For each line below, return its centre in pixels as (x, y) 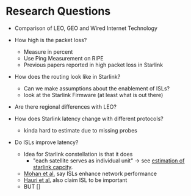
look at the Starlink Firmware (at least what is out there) (93, 95)
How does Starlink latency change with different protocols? (89, 118)
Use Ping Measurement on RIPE (64, 58)
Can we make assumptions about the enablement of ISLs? (97, 88)
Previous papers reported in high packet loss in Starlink (93, 65)
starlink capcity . (53, 167)
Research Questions (58, 11)
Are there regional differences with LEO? (66, 107)
